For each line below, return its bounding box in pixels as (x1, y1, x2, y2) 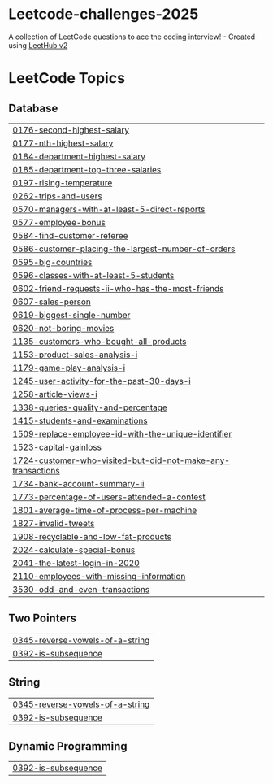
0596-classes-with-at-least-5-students (12, 269, 175, 281)
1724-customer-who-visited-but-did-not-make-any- (12, 455, 230, 466)
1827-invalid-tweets (12, 517, 95, 529)
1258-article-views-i (12, 388, 97, 399)
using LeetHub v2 (8, 40, 68, 50)
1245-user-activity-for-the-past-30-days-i (12, 375, 191, 386)
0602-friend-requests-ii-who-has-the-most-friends (12, 282, 224, 294)
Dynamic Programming (8, 739, 128, 753)
